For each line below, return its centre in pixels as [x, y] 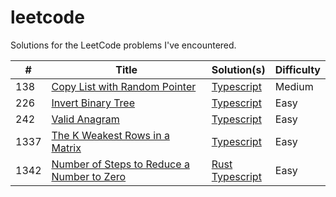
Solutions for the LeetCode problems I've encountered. [123, 45]
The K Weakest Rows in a [110, 135]
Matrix [66, 148]
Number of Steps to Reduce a [120, 164]
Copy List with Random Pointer [124, 86]
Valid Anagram [85, 119]
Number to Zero [89, 176]
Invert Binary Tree [93, 103]
